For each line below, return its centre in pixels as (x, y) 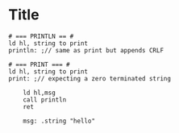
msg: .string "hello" (59, 121)
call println (45, 100)
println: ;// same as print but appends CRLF (86, 50)
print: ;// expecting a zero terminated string (90, 78)
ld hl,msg (40, 93)
